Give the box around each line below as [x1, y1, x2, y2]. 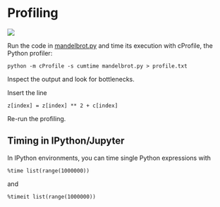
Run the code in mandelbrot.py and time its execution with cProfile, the [7, 41, 213, 50]
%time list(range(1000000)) [7, 167, 90, 174]
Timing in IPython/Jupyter [7, 135, 125, 147]
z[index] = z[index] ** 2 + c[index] [7, 102, 118, 109]
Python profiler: [7, 49, 53, 57]
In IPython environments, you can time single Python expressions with [7, 153, 212, 162]
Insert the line [7, 88, 47, 96]
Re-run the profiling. [7, 114, 66, 123]
